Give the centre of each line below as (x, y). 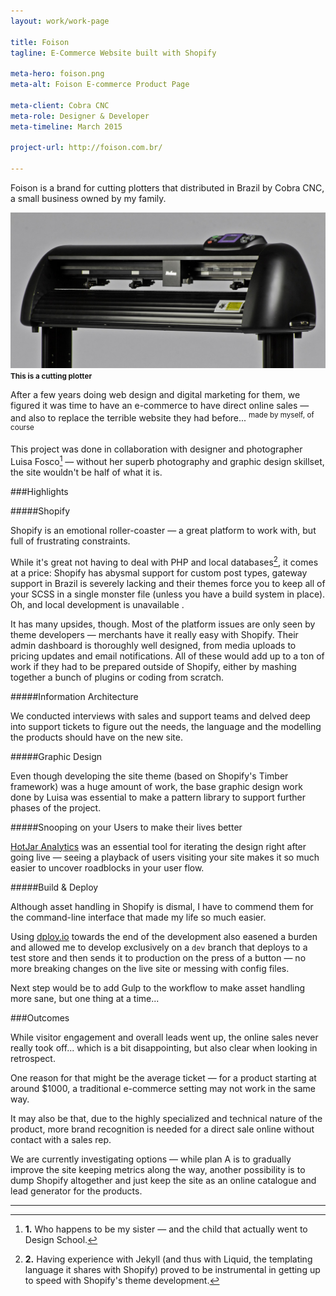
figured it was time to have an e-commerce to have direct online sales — (160, 406)
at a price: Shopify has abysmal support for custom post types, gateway (159, 572)
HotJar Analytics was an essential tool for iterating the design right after (158, 846)
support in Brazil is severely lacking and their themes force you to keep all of (168, 583)
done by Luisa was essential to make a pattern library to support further (158, 797)
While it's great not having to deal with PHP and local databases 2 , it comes (164, 561)
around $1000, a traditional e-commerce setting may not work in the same (163, 1088)
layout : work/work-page (60, 21)
